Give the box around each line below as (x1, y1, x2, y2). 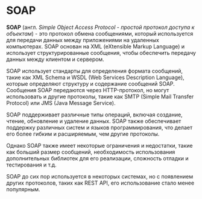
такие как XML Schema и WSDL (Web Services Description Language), (6, 74, 185, 81)
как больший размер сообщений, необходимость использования (6, 148, 175, 156)
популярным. (6, 185, 40, 193)
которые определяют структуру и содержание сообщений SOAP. (6, 80, 175, 87)
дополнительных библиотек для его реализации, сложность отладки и (6, 154, 189, 162)
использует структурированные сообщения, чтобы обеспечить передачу (6, 49, 196, 56)
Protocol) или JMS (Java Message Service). (6, 99, 116, 106)
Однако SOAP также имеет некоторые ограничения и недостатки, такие (6, 142, 193, 149)
